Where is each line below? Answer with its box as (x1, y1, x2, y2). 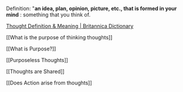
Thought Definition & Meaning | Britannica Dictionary (6, 23, 134, 29)
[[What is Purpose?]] (6, 45, 56, 52)
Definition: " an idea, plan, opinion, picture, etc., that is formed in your (6, 5, 177, 12)
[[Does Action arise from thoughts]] (6, 79, 92, 86)
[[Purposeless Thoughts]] (6, 57, 69, 63)
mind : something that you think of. (6, 11, 91, 18)
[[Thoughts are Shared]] (6, 68, 65, 75)
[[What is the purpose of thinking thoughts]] (6, 34, 113, 40)
